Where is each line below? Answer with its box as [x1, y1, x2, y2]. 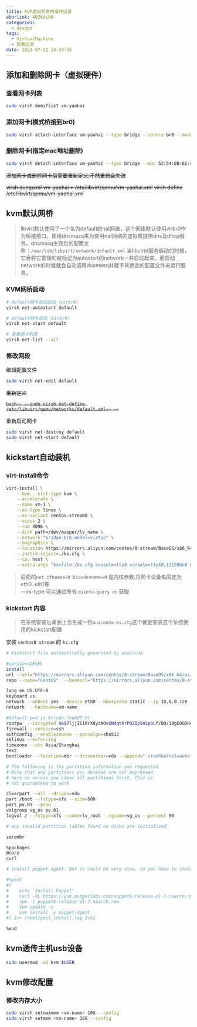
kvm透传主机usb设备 [6, 943, 83, 953]
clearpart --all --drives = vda [6, 791, 80, 797]
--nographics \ [16, 540, 54, 546]
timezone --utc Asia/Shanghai [6, 742, 80, 748]
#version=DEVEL [6, 660, 43, 667]
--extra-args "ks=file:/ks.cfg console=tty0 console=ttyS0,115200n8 [16, 561, 188, 568]
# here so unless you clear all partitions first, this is [6, 775, 154, 780]
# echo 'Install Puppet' [6, 888, 75, 893]
